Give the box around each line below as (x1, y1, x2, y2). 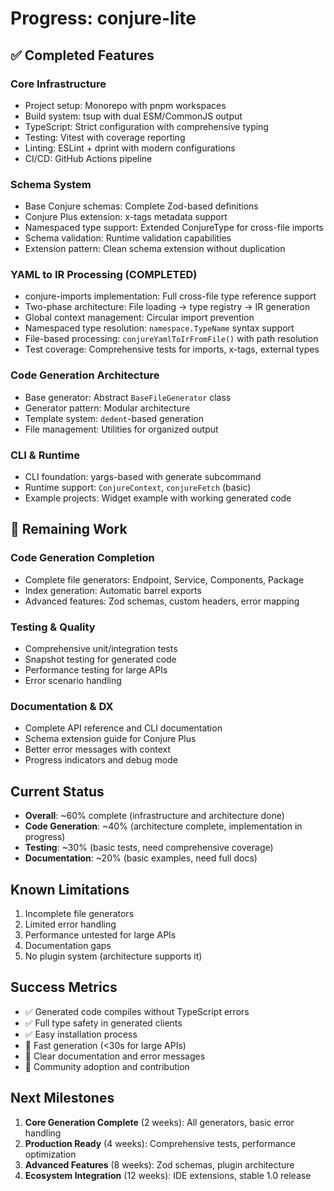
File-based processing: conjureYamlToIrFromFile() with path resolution (24, 333, 319, 345)
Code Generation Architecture (10, 368, 160, 382)
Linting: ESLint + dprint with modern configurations (24, 142, 236, 154)
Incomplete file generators (24, 907, 135, 919)
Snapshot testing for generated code (24, 653, 177, 666)
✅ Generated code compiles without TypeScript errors (24, 1005, 250, 1017)
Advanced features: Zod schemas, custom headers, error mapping (24, 595, 300, 607)
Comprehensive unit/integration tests (24, 643, 178, 655)
